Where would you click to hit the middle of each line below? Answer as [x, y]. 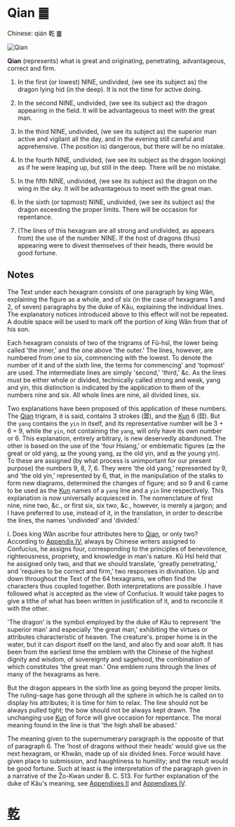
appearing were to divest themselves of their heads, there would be [115, 245]
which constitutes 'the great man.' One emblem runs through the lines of [112, 666]
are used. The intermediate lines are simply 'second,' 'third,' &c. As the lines [117, 372]
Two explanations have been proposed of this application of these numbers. [117, 408]
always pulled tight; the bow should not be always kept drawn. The [104, 710]
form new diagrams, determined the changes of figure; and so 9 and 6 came [118, 483]
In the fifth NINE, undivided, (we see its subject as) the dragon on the [117, 181]
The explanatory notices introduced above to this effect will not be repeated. [118, 314]
